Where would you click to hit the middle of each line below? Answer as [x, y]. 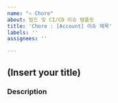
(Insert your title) [44, 72]
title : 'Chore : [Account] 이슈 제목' [60, 26]
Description [27, 91]
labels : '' [23, 32]
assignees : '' [27, 39]
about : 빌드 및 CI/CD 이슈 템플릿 [51, 20]
